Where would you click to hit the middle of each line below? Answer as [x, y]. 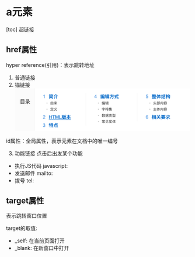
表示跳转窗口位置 [27, 216]
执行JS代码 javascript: [41, 165]
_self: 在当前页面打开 [40, 241]
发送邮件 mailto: [34, 173]
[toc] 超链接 [20, 29]
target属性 [25, 200]
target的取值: [22, 228]
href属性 [21, 50]
